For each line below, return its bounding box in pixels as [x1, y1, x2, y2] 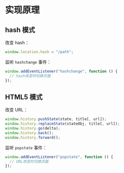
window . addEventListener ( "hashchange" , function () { [5, 69, 118, 74]
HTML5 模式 [5, 93, 43, 101]
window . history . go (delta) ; [5, 126, 61, 131]
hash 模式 [5, 26, 35, 34]
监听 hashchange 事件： [5, 59, 52, 65]
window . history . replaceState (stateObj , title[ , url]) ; [5, 121, 120, 126]
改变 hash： [5, 40, 30, 45]
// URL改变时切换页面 [9, 159, 49, 164]
